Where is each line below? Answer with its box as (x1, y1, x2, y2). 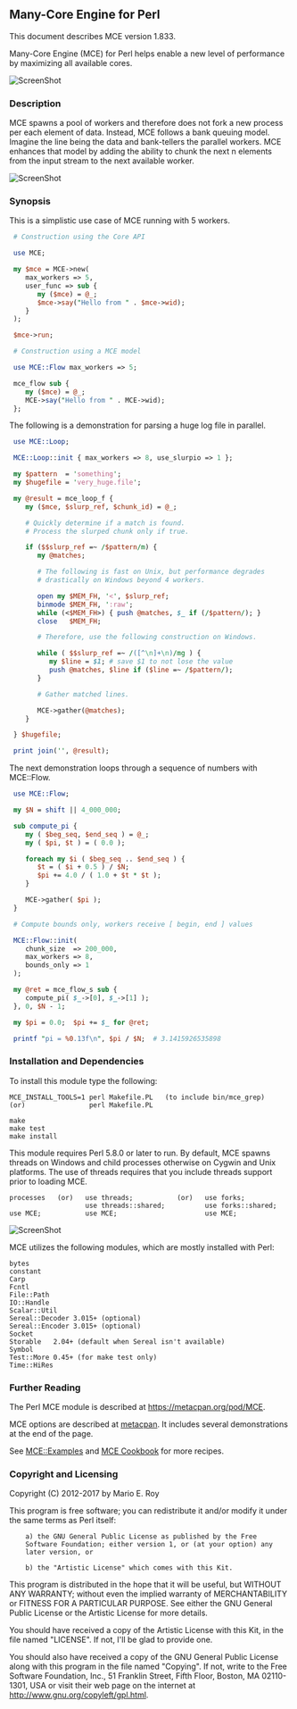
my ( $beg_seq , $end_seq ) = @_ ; (25, 829, 150, 838)
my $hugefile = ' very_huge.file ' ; (12, 478, 142, 488)
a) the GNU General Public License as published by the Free (25, 1532, 257, 1541)
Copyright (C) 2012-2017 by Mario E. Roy (9, 1488, 160, 1499)
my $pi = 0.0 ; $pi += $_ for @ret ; (12, 1018, 150, 1027)
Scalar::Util (9, 1305, 58, 1315)
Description (9, 97, 62, 110)
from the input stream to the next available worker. (9, 155, 194, 166)
